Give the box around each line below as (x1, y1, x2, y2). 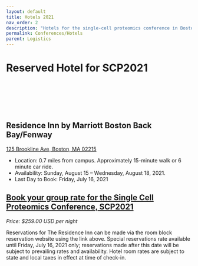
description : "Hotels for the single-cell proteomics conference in (6, 25, 178, 31)
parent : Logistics (6, 36, 51, 42)
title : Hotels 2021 (6, 14, 54, 20)
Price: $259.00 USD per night (6, 217, 78, 224)
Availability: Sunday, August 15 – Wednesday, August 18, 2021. (14, 169, 166, 177)
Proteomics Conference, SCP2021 (6, 202, 134, 212)
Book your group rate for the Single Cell (6, 192, 154, 203)
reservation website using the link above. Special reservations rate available (6, 235, 190, 242)
